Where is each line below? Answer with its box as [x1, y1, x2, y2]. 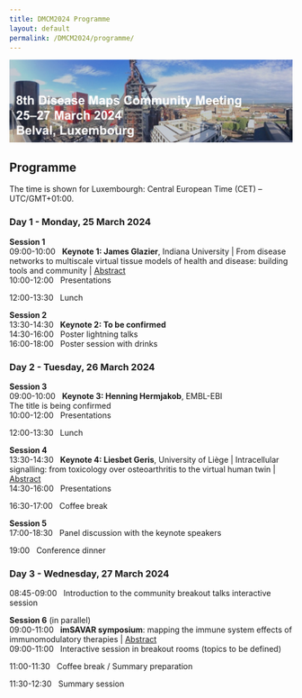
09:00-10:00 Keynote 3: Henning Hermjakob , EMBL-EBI [9, 390, 223, 401]
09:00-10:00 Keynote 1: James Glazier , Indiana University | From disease [9, 246, 287, 257]
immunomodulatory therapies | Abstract [9, 634, 157, 645]
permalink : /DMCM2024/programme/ [9, 33, 135, 42]
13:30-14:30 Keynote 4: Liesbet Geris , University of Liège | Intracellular [9, 454, 280, 465]
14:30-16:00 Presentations [9, 483, 112, 494]
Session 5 [9, 518, 48, 529]
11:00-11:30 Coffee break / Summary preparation [9, 661, 193, 672]
